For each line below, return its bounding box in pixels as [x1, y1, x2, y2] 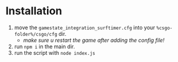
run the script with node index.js [14, 49, 96, 56]
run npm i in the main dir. [14, 43, 75, 50]
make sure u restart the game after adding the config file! [23, 36, 165, 44]
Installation [5, 4, 63, 18]
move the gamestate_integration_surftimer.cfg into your [14, 24, 155, 31]
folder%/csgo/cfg [14, 31, 58, 37]
